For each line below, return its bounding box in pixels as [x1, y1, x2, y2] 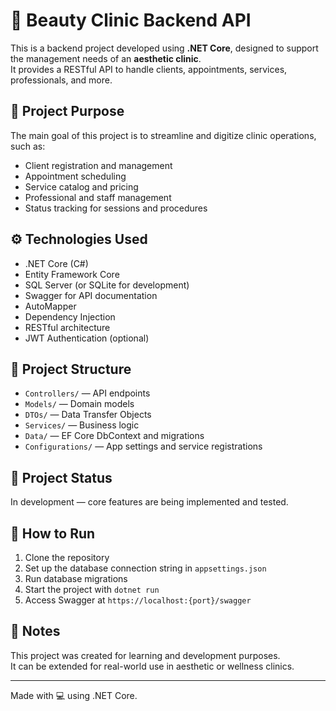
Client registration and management [24, 159, 173, 171]
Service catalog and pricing [24, 180, 139, 193]
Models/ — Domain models [24, 398, 135, 410]
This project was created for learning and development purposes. [10, 649, 281, 661]
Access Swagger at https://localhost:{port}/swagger [24, 594, 252, 606]
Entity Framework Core [24, 268, 120, 280]
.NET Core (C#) [24, 257, 89, 269]
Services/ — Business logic [24, 419, 140, 431]
